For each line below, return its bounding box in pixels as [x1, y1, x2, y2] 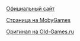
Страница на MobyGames [6, 17, 71, 23]
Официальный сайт [6, 5, 55, 12]
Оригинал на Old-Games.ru [6, 28, 75, 35]
